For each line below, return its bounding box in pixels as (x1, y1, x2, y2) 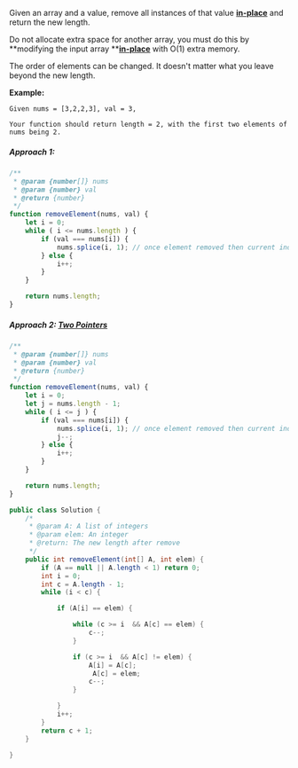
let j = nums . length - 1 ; (25, 399, 122, 409)
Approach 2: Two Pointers (9, 319, 108, 330)
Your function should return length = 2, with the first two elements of (9, 120, 288, 129)
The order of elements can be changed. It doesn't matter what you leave (9, 61, 274, 71)
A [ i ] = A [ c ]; (88, 661, 137, 670)
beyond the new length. (9, 70, 96, 81)
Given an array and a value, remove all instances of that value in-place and (9, 8, 284, 18)
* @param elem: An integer (28, 530, 129, 539)
